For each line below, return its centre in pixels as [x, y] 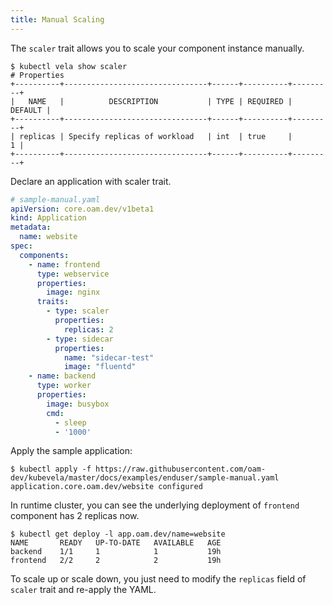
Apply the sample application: [71, 451]
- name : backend [62, 376]
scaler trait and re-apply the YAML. [83, 590]
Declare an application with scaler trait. [91, 181]
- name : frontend [64, 264]
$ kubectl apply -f [51, 469]
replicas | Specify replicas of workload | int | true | [156, 136]
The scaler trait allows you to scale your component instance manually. [157, 48]
